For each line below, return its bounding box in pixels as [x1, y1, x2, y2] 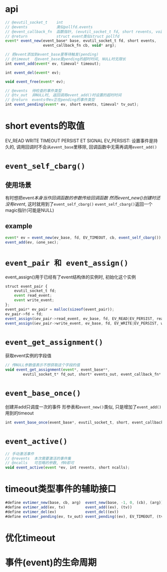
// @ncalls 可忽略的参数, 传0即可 [5, 461, 75, 466]
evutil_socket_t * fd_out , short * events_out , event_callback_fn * [23, 372, 162, 377]
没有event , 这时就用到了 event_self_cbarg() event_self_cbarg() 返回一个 [5, 201, 153, 207]
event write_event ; [14, 298, 55, 303]
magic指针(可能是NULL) [5, 207, 55, 213]
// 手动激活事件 [5, 451, 34, 456]
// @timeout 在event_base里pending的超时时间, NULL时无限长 [5, 57, 126, 62]
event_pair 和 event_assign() [5, 258, 129, 268]
